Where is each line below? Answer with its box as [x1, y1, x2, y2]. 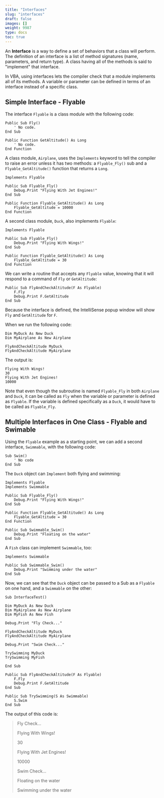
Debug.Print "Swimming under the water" [14, 567, 97, 572]
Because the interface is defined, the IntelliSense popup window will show [5, 307, 155, 313]
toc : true [5, 35, 25, 40]
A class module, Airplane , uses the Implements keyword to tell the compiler [5, 155, 156, 161]
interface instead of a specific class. [5, 84, 78, 89]
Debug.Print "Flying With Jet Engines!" [14, 188, 97, 193]
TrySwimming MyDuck [5, 650, 45, 655]
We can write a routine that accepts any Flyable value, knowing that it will [5, 270, 154, 276]
